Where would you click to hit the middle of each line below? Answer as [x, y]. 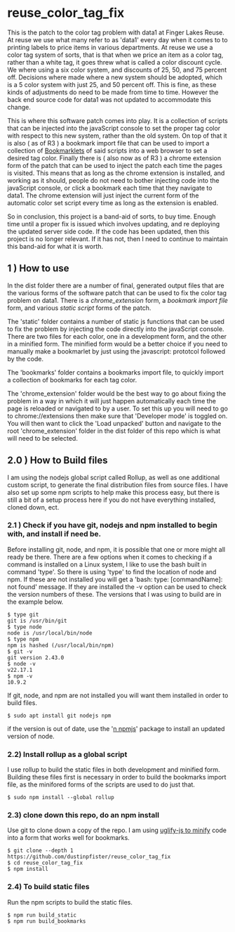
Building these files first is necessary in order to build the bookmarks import [117, 777]
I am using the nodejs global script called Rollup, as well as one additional [113, 477]
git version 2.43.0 [36, 658]
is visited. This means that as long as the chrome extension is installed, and [116, 173]
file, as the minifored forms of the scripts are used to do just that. [101, 784]
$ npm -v [20, 676]
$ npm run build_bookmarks [47, 921]
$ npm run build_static [42, 915]
